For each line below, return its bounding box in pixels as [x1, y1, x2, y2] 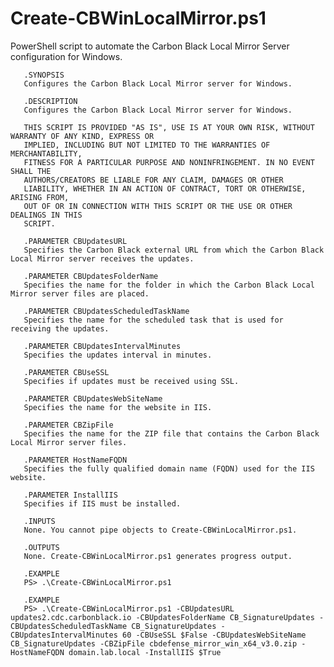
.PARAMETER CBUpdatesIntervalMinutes [23, 341, 182, 351]
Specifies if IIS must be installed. [23, 498, 182, 509]
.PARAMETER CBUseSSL [23, 367, 110, 377]
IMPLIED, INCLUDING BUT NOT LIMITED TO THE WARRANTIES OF [23, 140, 271, 150]
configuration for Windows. [10, 50, 123, 62]
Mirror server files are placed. [10, 288, 150, 299]
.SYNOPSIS [23, 70, 65, 80]
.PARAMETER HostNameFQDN [23, 455, 128, 465]
